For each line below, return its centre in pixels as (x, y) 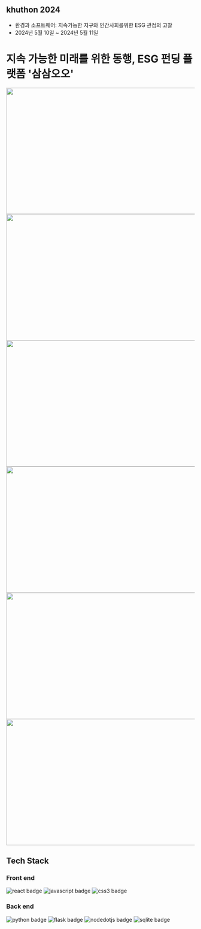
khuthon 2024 (33, 10)
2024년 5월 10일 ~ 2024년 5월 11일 (57, 32)
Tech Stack (28, 861)
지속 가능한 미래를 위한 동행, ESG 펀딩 (93, 59)
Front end (20, 878)
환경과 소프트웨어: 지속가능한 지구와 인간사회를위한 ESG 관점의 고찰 (93, 25)
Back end (20, 906)
